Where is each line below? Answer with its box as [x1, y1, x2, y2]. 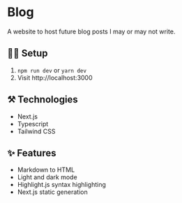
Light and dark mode [17, 173, 78, 181]
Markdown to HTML [17, 165, 75, 174]
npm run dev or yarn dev [17, 66, 87, 74]
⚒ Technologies [7, 93, 78, 105]
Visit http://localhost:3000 [17, 73, 93, 82]
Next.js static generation [17, 188, 89, 196]
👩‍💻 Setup [7, 47, 48, 59]
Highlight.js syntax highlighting [17, 181, 107, 189]
